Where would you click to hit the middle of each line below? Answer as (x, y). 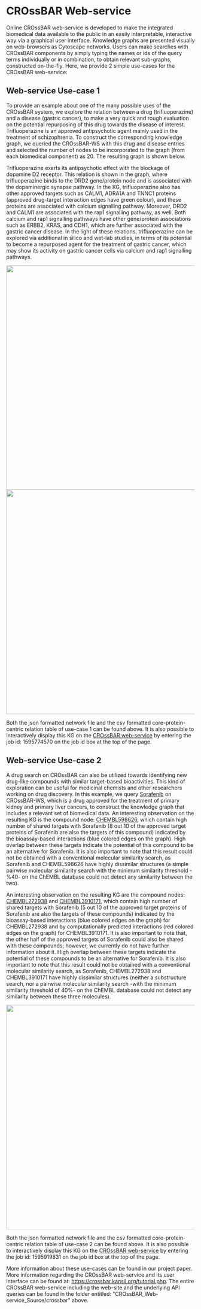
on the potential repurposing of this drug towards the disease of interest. (96, 124)
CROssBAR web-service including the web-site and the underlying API (93, 1287)
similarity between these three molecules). (59, 996)
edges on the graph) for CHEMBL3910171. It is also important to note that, (97, 933)
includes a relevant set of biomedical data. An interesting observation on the (100, 813)
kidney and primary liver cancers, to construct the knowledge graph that (95, 807)
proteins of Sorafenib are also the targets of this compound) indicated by (96, 832)
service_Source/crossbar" (38, 1300)
